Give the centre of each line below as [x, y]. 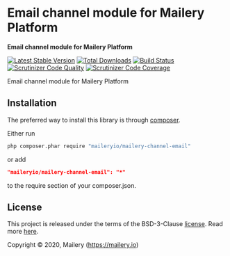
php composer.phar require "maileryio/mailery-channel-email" [99, 146]
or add [17, 159]
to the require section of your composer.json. [72, 185]
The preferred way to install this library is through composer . [94, 120]
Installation [32, 103]
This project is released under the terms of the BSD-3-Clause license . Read [115, 224]
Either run [21, 133]
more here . [23, 232]
